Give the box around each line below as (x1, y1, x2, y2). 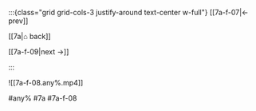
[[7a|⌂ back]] (8, 32, 51, 41)
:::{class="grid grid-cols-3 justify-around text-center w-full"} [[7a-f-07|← (8, 8, 249, 17)
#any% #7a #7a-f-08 (8, 93, 77, 103)
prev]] (8, 16, 29, 26)
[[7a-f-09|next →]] (8, 47, 69, 56)
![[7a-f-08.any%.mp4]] (8, 78, 84, 87)
